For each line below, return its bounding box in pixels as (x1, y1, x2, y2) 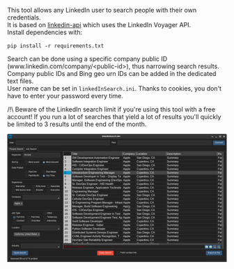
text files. (7, 77, 34, 85)
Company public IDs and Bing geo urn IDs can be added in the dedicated (7, 70, 217, 77)
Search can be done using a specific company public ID (7, 55, 168, 63)
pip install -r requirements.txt (7, 43, 104, 49)
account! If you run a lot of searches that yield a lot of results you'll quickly (7, 113, 221, 121)
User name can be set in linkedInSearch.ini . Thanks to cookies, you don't (7, 84, 221, 93)
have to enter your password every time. (7, 92, 123, 100)
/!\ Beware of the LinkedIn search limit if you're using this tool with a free (7, 105, 216, 114)
